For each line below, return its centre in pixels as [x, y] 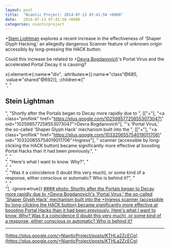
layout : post [19, 10]
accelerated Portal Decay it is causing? [46, 64]
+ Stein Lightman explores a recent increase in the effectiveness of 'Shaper [83, 39]
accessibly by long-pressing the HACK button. [54, 49]
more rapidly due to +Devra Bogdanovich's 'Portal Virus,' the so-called [79, 194]
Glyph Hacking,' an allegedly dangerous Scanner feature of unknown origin [83, 44]
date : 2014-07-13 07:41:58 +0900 [43, 19]
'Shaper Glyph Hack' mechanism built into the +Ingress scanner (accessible [84, 200]
